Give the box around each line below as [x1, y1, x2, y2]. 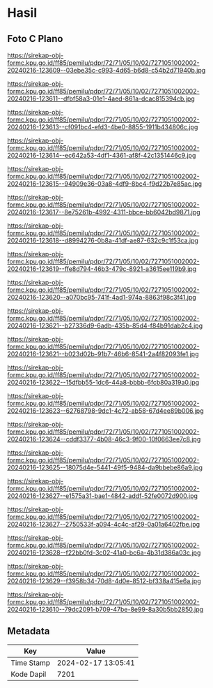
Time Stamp [10, 658, 51, 668]
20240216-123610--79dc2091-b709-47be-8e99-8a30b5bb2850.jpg [7, 606, 204, 613]
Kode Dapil [10, 669, 47, 679]
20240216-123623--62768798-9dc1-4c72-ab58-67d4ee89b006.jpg [7, 407, 204, 415]
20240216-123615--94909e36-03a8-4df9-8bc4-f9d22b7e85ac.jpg [7, 180, 203, 188]
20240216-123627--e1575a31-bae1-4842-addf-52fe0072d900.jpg [7, 492, 198, 500]
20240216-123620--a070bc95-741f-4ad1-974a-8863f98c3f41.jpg [7, 293, 196, 301]
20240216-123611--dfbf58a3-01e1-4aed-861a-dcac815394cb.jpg [7, 94, 195, 103]
